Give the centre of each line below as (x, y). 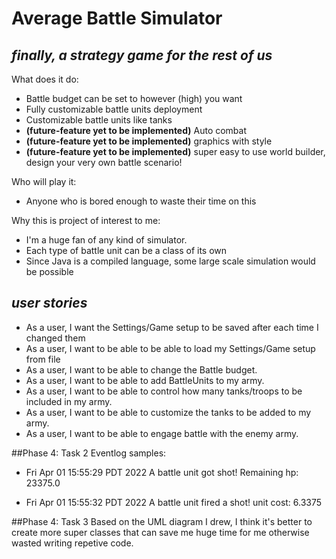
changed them (55, 338)
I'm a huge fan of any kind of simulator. (106, 240)
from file (43, 359)
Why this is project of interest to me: (86, 220)
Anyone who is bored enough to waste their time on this (141, 201)
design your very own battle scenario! (104, 162)
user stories (49, 303)
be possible (49, 271)
